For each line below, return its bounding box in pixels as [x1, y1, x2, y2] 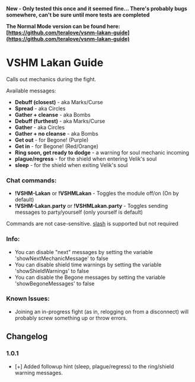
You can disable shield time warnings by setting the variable [14, 261, 162, 268]
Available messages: [6, 87, 56, 94]
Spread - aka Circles [14, 105, 66, 112]
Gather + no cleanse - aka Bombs [14, 130, 99, 137]
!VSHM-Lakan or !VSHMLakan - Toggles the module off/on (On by [14, 190, 179, 197]
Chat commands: [6, 176, 57, 184]
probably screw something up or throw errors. [14, 314, 127, 322]
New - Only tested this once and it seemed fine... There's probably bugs [6, 5, 188, 12]
